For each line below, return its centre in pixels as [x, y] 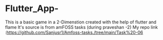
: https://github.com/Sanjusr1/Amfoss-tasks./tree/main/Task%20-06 [74, 32]
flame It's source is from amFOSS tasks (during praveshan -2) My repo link [81, 27]
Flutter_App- [32, 9]
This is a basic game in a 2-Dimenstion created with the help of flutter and [81, 22]
